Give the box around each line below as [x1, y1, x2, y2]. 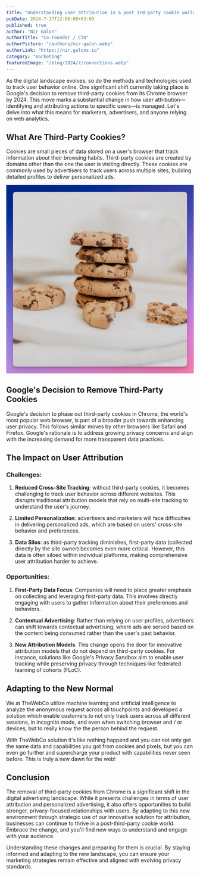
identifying [6, 102, 33, 110]
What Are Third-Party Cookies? [6, 132, 126, 142]
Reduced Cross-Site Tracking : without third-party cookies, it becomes [14, 484, 189, 491]
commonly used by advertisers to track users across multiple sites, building [6, 167, 192, 174]
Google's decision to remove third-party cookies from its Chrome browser [6, 89, 187, 96]
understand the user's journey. [14, 503, 90, 510]
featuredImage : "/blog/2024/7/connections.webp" [6, 60, 129, 66]
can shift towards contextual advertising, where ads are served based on [14, 623, 194, 630]
